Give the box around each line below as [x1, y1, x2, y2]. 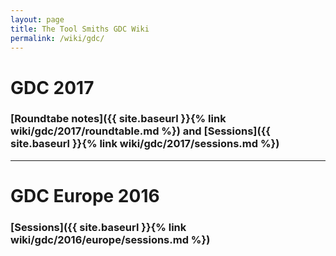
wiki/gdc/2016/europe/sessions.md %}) [10, 232, 211, 246]
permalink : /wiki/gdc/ [10, 33, 105, 43]
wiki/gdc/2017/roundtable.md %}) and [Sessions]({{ [10, 124, 271, 138]
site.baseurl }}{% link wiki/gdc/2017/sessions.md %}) [10, 137, 280, 151]
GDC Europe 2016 [10, 185, 160, 208]
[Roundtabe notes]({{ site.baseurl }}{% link [10, 112, 227, 126]
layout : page [10, 14, 65, 25]
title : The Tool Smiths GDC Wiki [10, 24, 150, 34]
